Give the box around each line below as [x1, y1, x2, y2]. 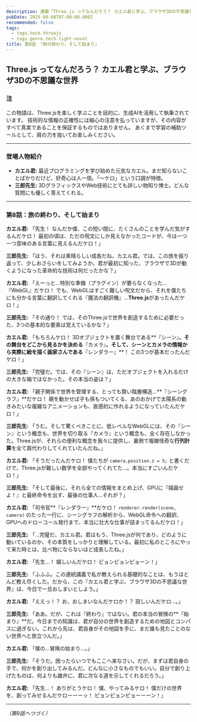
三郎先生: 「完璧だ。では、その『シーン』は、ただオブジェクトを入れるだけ [6, 368, 189, 376]
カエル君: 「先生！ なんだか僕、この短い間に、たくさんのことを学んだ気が [6, 225, 186, 232]
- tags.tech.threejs [11, 31, 62, 36]
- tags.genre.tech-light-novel [11, 36, 88, 42]
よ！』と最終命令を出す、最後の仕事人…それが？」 [6, 491, 128, 499]
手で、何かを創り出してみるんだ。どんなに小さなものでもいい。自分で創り [6, 664, 186, 672]
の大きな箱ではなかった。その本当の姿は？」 [6, 376, 114, 383]
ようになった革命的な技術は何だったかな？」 [11, 267, 119, 274]
